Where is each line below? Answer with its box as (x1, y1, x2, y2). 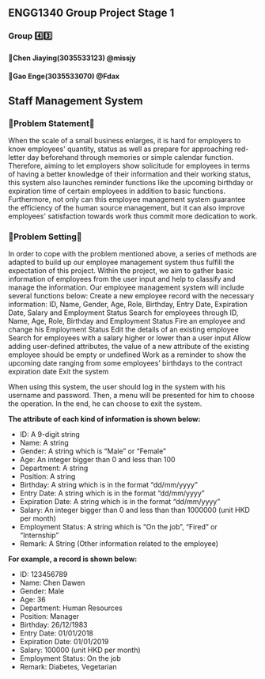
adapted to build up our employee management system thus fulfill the (8, 257, 235, 267)
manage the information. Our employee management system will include (8, 283, 244, 292)
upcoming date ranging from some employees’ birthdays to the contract (8, 358, 243, 368)
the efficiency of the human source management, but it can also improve (8, 203, 245, 213)
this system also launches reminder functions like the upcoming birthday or (8, 178, 254, 188)
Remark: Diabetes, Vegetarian (19, 662, 117, 672)
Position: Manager (19, 612, 80, 621)
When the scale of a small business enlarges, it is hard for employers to (8, 136, 241, 146)
